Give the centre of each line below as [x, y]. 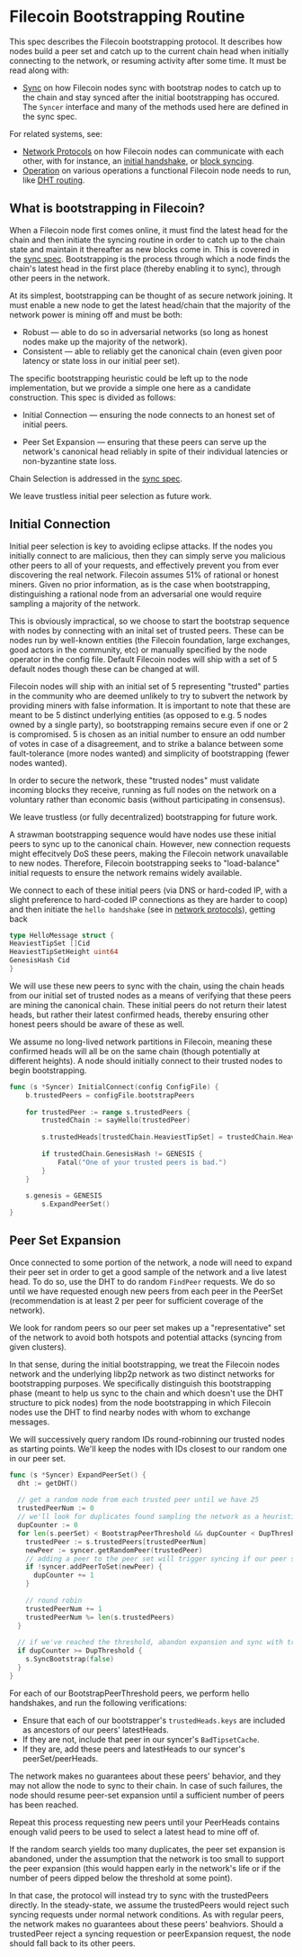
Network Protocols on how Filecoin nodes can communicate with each [153, 151]
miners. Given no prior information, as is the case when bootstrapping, [140, 584]
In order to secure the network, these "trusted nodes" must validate [134, 780]
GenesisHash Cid [40, 960]
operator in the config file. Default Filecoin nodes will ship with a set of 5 [143, 659]
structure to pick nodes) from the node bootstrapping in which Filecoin [140, 1402]
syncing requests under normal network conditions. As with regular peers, [147, 1914]
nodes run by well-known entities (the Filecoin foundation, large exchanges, [150, 640]
